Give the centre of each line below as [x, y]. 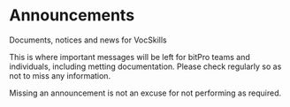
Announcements [72, 15]
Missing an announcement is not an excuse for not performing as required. [145, 93]
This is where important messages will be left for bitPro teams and [130, 57]
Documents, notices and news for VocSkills [88, 40]
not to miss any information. [60, 75]
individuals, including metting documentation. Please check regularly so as [145, 66]
